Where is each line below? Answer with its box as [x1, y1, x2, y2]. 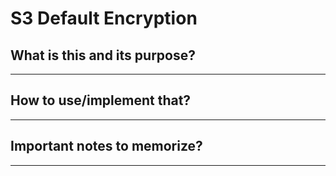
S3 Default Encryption [10, 7, 198, 30]
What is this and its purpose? [10, 47, 196, 64]
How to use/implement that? [10, 92, 192, 109]
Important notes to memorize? [10, 138, 203, 155]
